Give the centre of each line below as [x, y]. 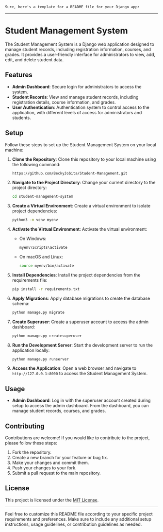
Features [19, 75]
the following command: [36, 164]
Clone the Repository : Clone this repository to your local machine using [84, 159]
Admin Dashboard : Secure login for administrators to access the [77, 86]
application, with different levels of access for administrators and [77, 112]
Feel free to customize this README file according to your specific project [79, 514]
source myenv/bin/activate [47, 266]
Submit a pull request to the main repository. [56, 473]
